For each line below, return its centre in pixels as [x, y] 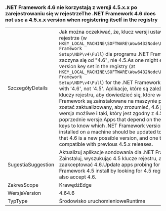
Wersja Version [24, 193]
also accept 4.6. [78, 177]
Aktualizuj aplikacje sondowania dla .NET [106, 152]
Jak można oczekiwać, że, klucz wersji [104, 32]
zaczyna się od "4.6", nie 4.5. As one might [109, 60]
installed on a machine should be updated [107, 132]
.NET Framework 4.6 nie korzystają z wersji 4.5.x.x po [71, 7]
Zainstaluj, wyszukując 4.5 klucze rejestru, [108, 159]
